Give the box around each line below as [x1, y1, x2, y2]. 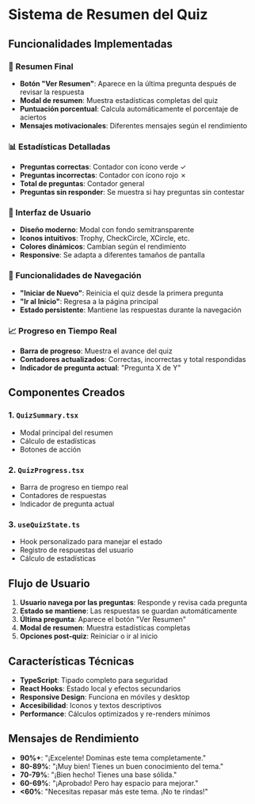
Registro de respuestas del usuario [19, 545, 134, 555]
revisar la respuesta [19, 87, 85, 97]
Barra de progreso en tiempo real [19, 482, 128, 492]
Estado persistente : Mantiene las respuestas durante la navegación [19, 305, 242, 314]
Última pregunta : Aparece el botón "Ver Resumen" [19, 615, 187, 624]
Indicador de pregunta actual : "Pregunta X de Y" [19, 363, 181, 373]
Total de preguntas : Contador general [19, 179, 145, 189]
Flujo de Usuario [8, 577, 90, 590]
